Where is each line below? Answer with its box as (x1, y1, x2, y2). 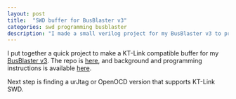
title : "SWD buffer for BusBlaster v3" (7, 17, 128, 24)
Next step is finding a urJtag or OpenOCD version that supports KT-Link (7, 78, 216, 86)
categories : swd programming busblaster (7, 23, 128, 30)
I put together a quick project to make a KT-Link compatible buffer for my (7, 49, 219, 58)
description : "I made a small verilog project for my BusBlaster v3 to (7, 29, 221, 37)
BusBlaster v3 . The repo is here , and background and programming (7, 57, 202, 65)
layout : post (7, 10, 46, 18)
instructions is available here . (7, 64, 92, 72)
